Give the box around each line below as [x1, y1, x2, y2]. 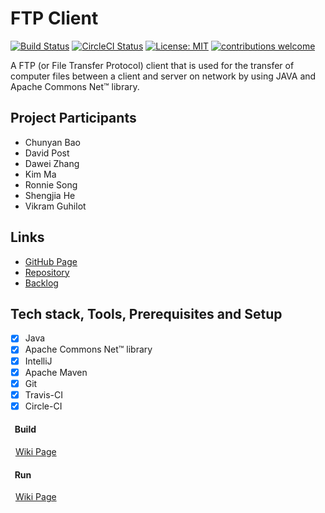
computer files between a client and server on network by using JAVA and [10, 70, 317, 82]
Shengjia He [24, 189, 76, 201]
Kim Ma [24, 168, 57, 180]
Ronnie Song [24, 178, 78, 191]
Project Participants [10, 110, 137, 127]
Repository [24, 266, 70, 278]
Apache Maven [24, 366, 88, 378]
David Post [24, 147, 70, 159]
